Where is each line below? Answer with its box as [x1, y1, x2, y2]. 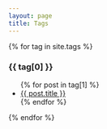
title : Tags [8, 19, 49, 27]
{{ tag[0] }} [8, 61, 53, 73]
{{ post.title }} [19, 88, 66, 98]
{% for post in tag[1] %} [19, 80, 100, 89]
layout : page [8, 11, 53, 20]
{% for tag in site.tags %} [8, 41, 93, 51]
